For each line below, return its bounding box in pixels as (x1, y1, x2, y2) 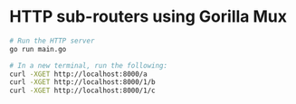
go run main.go (9, 44, 67, 53)
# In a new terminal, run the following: (9, 61, 168, 70)
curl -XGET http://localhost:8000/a (9, 70, 148, 79)
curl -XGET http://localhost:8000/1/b (9, 78, 156, 87)
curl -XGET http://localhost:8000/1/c (9, 86, 156, 96)
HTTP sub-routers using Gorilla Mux (9, 6, 288, 27)
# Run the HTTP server (9, 36, 95, 45)
